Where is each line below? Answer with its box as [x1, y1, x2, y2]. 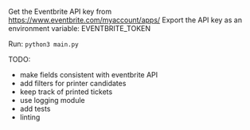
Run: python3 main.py [8, 39, 79, 49]
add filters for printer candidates [19, 79, 127, 88]
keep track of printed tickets [19, 87, 113, 97]
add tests [19, 104, 51, 113]
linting [19, 112, 41, 122]
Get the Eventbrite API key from [8, 7, 112, 16]
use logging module [19, 96, 85, 104]
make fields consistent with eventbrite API [19, 70, 158, 79]
